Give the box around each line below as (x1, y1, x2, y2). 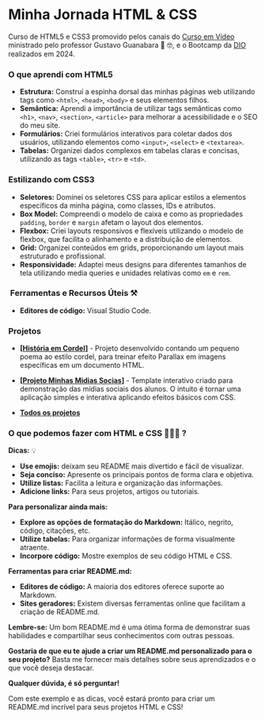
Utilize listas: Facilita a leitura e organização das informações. (19, 478, 223, 488)
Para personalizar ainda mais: (8, 502, 108, 512)
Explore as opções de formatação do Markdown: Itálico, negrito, (19, 518, 233, 527)
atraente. (19, 543, 50, 553)
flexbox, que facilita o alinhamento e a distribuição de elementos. (19, 234, 232, 243)
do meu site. (19, 120, 61, 130)
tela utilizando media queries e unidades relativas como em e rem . (19, 268, 231, 277)
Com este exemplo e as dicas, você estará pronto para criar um (8, 694, 215, 703)
